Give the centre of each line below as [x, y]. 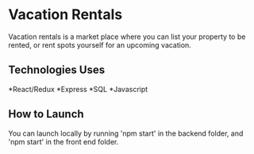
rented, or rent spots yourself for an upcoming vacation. [100, 44]
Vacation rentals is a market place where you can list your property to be [127, 37]
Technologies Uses [57, 70]
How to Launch [46, 114]
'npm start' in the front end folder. [63, 141]
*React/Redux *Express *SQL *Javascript [78, 89]
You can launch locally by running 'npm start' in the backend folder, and [126, 133]
